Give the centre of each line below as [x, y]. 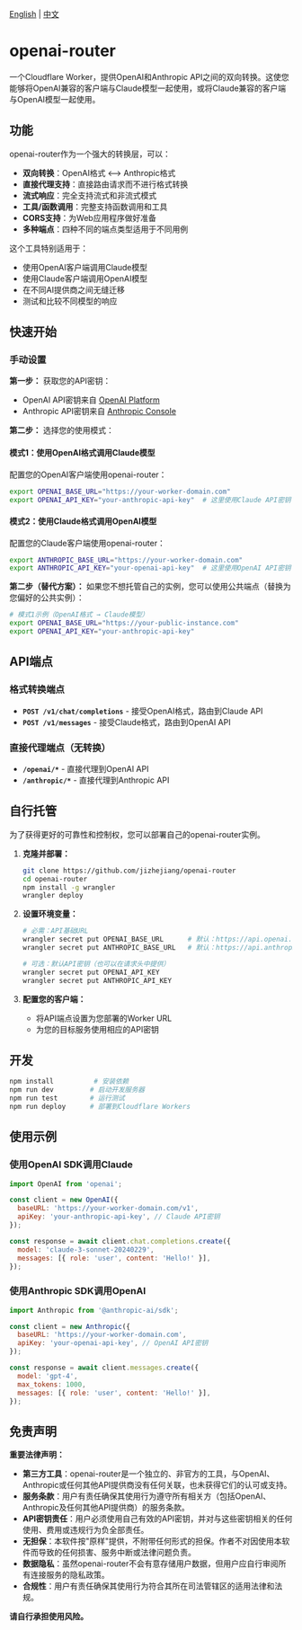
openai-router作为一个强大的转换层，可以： [90, 154]
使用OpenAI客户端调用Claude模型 [85, 267]
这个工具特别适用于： [49, 248]
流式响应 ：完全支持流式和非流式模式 [89, 195]
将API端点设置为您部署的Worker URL [104, 1018]
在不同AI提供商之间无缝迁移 [74, 289]
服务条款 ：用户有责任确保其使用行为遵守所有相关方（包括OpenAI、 [147, 1496]
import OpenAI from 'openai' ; [66, 1184]
